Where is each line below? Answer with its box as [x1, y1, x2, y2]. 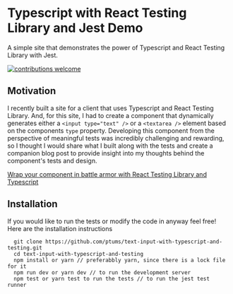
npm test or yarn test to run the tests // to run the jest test [13, 275, 210, 282]
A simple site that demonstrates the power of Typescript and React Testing [7, 43, 225, 52]
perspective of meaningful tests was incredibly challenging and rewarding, [7, 134, 225, 142]
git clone [13, 238, 42, 245]
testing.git [7, 244, 42, 252]
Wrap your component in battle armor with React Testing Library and [7, 170, 207, 178]
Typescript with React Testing [7, 5, 187, 21]
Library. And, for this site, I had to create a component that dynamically [7, 111, 214, 119]
